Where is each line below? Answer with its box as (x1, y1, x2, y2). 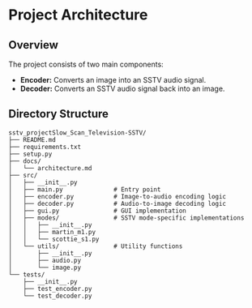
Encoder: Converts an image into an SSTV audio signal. (19, 75, 207, 84)
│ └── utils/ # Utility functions (8, 242, 183, 250)
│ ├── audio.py (8, 256, 82, 264)
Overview (8, 38, 59, 52)
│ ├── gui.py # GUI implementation (8, 207, 186, 215)
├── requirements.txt (8, 143, 82, 151)
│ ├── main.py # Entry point (8, 185, 161, 194)
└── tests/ (8, 270, 45, 279)
